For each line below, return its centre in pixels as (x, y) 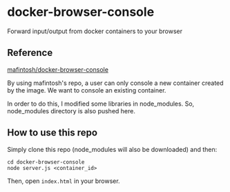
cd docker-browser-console (46, 162)
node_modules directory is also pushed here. (71, 111)
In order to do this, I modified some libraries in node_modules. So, (101, 104)
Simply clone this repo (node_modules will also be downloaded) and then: (112, 149)
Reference (30, 53)
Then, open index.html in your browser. (64, 181)
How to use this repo (52, 133)
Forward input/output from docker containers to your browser (95, 31)
